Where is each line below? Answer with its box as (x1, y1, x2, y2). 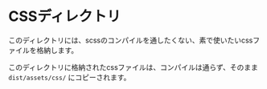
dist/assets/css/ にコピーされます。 (8, 72, 131, 82)
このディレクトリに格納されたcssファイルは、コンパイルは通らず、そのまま (8, 62, 259, 72)
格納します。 (35, 45, 79, 55)
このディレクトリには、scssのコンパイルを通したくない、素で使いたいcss (8, 35, 253, 45)
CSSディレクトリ (8, 7, 121, 26)
